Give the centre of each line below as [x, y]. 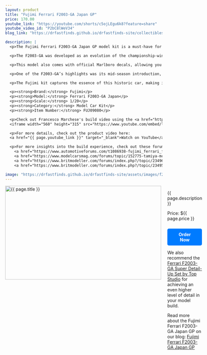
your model [179, 300]
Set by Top [186, 274]
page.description [185, 198]
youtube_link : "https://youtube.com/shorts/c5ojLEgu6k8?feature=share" [81, 24]
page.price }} [181, 218]
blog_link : [16, 33]
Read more [179, 315]
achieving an [180, 284]
